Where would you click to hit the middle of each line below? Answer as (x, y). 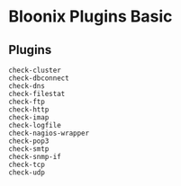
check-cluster (35, 70)
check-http (29, 110)
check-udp (27, 173)
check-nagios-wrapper (49, 133)
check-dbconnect (39, 78)
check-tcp (27, 164)
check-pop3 (29, 141)
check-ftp (27, 102)
